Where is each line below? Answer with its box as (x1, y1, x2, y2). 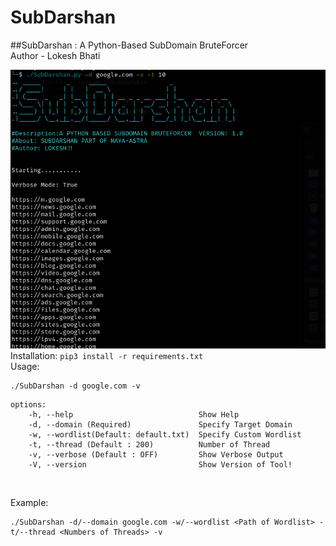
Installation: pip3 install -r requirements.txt (10, 349, 204, 361)
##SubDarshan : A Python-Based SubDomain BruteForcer (10, 39, 249, 51)
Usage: (10, 360, 40, 372)
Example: (10, 496, 49, 508)
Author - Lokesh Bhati (10, 49, 101, 61)
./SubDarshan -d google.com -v (10, 381, 141, 391)
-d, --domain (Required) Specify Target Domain (28, 419, 293, 430)
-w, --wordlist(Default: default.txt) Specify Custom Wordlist (28, 429, 302, 440)
